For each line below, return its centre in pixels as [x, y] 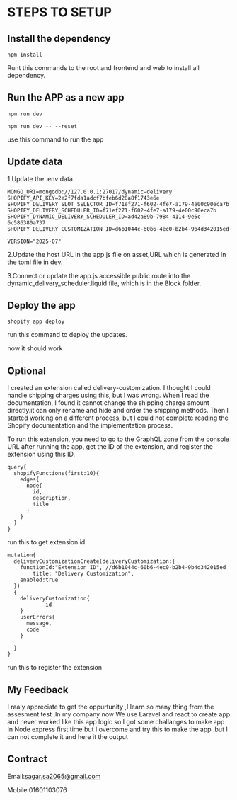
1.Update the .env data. [41, 178]
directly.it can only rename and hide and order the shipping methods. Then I [118, 411]
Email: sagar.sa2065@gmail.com [54, 776]
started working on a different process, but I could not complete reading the [118, 418]
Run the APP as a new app [66, 97]
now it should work [35, 348]
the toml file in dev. [35, 262]
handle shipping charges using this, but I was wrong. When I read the [108, 395]
